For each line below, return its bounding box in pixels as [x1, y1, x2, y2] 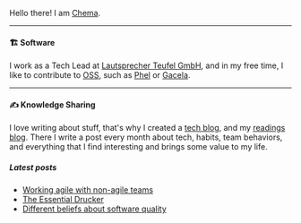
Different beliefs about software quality [21, 203, 168, 214]
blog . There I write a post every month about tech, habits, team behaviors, [9, 132, 283, 142]
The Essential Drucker [21, 194, 105, 205]
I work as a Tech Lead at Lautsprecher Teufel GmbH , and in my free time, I [9, 60, 284, 71]
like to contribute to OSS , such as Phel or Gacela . [9, 70, 191, 81]
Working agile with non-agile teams [21, 184, 154, 195]
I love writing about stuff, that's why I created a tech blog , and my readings [9, 123, 286, 133]
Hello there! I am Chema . [9, 8, 101, 18]
